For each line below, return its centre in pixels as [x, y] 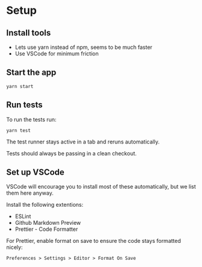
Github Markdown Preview [48, 223]
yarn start [20, 86]
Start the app [31, 73]
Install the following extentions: [45, 205]
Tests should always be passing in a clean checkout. [71, 153]
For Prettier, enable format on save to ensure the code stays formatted [93, 241]
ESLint [23, 216]
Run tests [24, 105]
